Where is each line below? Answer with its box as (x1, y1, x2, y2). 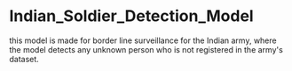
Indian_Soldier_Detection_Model (9, 6, 255, 26)
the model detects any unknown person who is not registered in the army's (9, 44, 284, 54)
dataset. (9, 53, 40, 64)
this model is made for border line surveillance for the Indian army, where (9, 35, 277, 46)
